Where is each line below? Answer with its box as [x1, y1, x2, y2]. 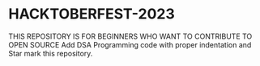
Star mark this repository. [8, 48, 93, 58]
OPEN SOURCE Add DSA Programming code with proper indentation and [8, 39, 252, 49]
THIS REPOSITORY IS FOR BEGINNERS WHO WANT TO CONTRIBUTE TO [8, 31, 253, 41]
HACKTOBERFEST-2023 [8, 5, 176, 23]
